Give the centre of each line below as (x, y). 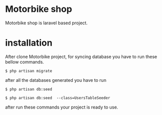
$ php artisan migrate (29, 71)
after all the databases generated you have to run (56, 80)
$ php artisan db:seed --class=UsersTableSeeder (58, 98)
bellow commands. (25, 62)
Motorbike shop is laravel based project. (47, 23)
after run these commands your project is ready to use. (62, 107)
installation (29, 43)
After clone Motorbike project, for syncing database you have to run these (81, 57)
